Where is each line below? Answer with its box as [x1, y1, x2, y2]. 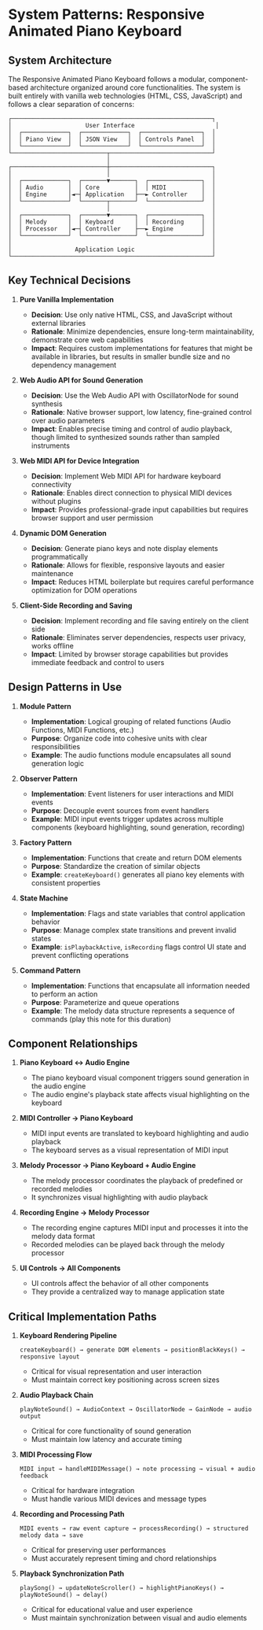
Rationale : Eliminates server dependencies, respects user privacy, [31, 632, 247, 642]
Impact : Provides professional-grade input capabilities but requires [31, 505, 249, 514]
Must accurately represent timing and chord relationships [31, 1554, 217, 1563]
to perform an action [31, 989, 98, 999]
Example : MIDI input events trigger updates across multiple [31, 814, 224, 823]
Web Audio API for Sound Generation [19, 375, 144, 385]
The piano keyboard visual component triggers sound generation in [31, 1073, 250, 1083]
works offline [31, 641, 75, 650]
